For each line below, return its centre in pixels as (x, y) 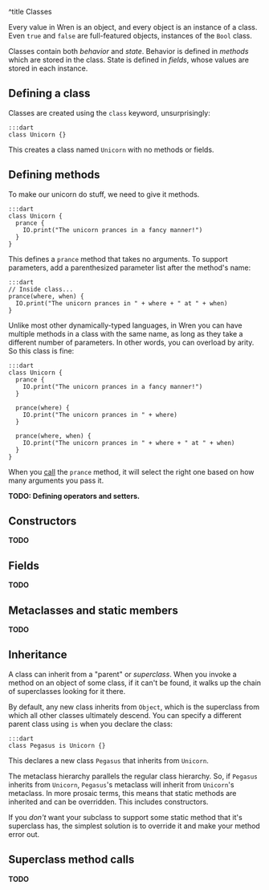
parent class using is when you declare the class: (91, 724)
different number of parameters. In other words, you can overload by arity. (131, 342)
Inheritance (38, 655)
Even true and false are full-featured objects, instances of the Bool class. (130, 36)
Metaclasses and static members (93, 610)
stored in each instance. (48, 68)
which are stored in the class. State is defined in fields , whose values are (128, 60)
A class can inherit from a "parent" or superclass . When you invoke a (122, 674)
